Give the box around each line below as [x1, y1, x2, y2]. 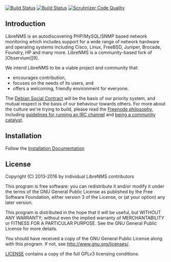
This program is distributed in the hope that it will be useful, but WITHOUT [5, 209, 161, 216]
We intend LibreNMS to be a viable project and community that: [5, 64, 139, 71]
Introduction [5, 19, 46, 28]
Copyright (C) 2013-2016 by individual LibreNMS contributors [5, 173, 134, 179]
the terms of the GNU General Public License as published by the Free [5, 189, 153, 195]
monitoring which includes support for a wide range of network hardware [5, 38, 160, 44]
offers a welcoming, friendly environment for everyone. [12, 85, 129, 91]
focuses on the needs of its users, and [12, 80, 94, 86]
